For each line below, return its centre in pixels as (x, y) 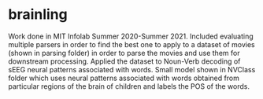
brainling (38, 15)
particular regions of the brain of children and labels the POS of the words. (129, 86)
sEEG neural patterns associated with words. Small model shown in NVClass (132, 69)
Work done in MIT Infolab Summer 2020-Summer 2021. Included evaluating (131, 36)
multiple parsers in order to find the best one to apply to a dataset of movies (131, 44)
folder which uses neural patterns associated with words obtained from (124, 78)
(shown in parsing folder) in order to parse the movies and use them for (124, 53)
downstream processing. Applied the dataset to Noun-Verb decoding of (124, 61)
